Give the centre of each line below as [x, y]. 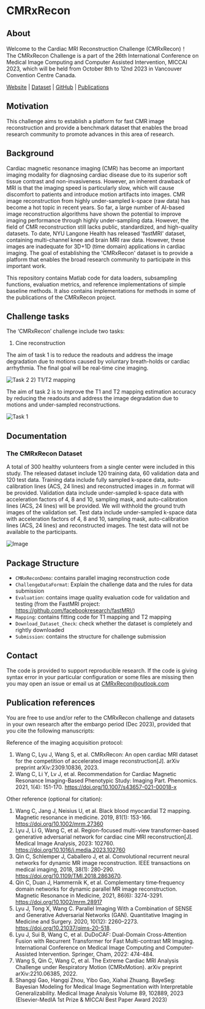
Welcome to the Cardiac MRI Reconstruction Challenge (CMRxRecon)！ [96, 49]
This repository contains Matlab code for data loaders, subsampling [92, 278]
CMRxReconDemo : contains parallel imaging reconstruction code [92, 577]
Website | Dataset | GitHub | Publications [58, 87]
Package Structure [43, 563]
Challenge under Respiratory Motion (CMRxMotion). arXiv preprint [99, 967]
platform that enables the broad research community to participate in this [99, 259]
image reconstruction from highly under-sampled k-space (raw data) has [99, 200]
